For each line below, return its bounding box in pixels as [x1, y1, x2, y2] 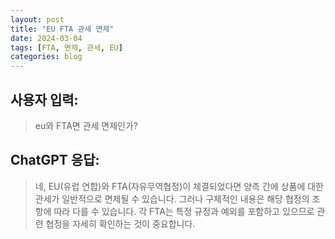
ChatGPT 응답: [10, 152, 100, 169]
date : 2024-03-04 [10, 33, 83, 43]
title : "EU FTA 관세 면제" [10, 24, 115, 34]
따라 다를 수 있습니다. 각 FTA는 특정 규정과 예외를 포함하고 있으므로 [53, 205, 315, 217]
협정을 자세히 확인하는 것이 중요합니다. [45, 217, 196, 230]
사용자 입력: [10, 91, 79, 108]
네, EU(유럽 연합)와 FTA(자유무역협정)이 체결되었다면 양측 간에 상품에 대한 [34, 180, 324, 192]
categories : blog [10, 52, 83, 62]
